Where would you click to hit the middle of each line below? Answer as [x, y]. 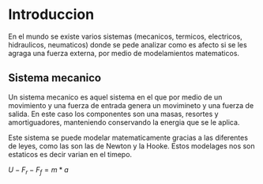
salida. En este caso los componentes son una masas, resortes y [113, 114]
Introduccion [51, 15]
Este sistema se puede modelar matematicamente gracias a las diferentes [128, 137]
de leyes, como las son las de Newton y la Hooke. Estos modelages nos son [131, 146]
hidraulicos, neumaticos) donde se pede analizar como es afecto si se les [128, 44]
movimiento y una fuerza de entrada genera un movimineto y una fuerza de [131, 105]
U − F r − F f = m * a [38, 170]
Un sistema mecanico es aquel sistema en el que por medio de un [115, 97]
